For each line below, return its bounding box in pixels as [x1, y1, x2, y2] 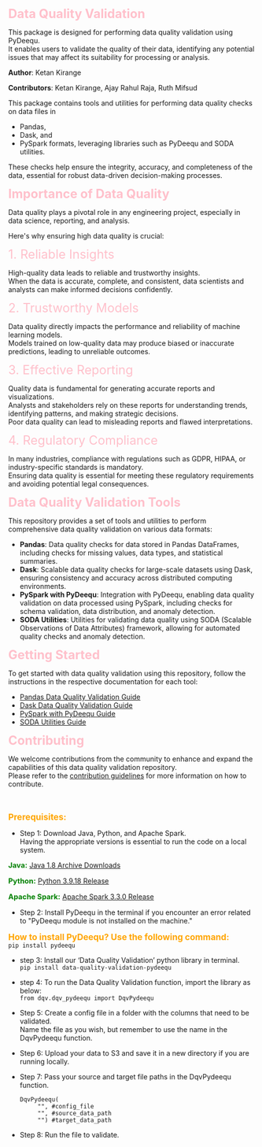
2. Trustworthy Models [8, 300, 139, 316]
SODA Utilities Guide [19, 717, 87, 727]
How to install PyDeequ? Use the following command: [8, 931, 230, 942]
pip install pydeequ [8, 942, 76, 949]
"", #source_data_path [37, 1109, 112, 1117]
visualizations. [8, 392, 55, 401]
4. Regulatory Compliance [8, 432, 159, 448]
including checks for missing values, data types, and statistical [19, 548, 223, 557]
